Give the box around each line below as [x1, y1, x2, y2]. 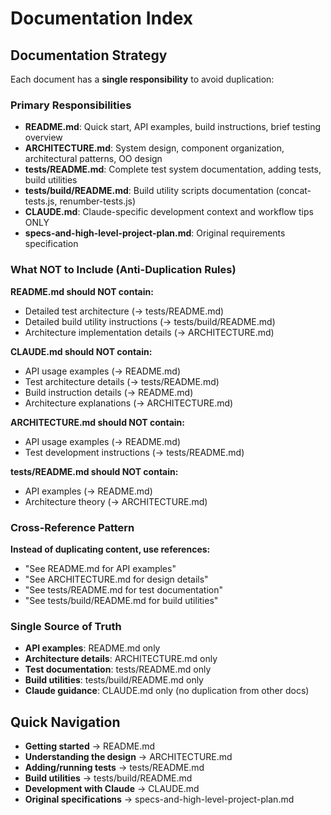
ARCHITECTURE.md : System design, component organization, [24, 142, 285, 154]
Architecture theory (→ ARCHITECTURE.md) [24, 495, 208, 507]
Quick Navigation [10, 713, 121, 731]
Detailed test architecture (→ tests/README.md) [24, 305, 225, 317]
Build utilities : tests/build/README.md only [24, 674, 204, 686]
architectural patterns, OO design [24, 153, 163, 165]
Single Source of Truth [10, 619, 122, 633]
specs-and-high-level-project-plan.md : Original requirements [24, 227, 286, 239]
